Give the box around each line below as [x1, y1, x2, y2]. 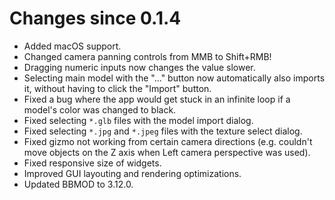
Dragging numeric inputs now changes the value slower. [23, 61, 256, 73]
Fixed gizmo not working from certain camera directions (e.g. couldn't [23, 135, 313, 147]
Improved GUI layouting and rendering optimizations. [23, 167, 242, 179]
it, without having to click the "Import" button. [23, 82, 212, 94]
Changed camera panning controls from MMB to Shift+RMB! [23, 50, 272, 62]
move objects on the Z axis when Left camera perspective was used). [23, 146, 311, 158]
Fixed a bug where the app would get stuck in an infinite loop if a [23, 93, 291, 105]
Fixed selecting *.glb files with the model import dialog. [23, 114, 254, 126]
